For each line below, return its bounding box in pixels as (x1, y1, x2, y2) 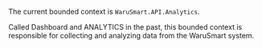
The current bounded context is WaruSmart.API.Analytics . (8, 7, 200, 16)
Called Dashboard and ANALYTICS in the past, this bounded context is (8, 22, 243, 31)
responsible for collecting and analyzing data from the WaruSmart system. (8, 31, 255, 40)
